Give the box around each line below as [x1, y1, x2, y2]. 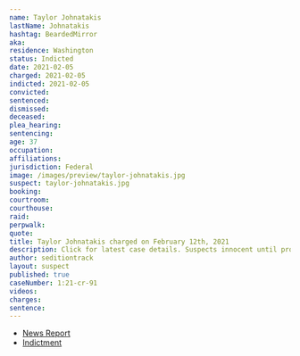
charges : [9, 295, 42, 304]
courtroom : [9, 195, 50, 205]
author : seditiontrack [9, 253, 94, 263]
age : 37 [9, 137, 38, 146]
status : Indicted [9, 54, 74, 63]
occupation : [9, 145, 54, 154]
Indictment [21, 337, 62, 348]
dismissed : [9, 104, 50, 113]
